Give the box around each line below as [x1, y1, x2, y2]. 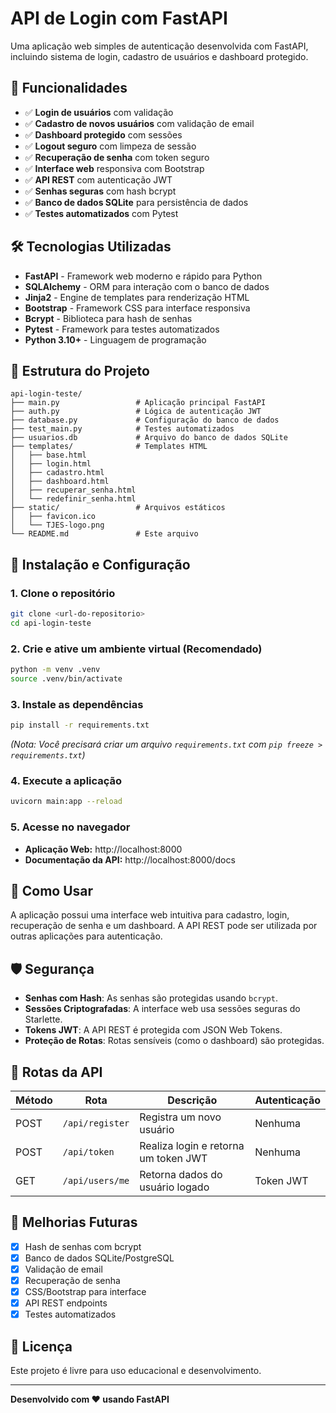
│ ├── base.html [10, 450, 87, 461]
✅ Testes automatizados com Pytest [24, 207, 179, 219]
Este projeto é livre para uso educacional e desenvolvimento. [10, 1365, 262, 1376]
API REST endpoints [24, 1297, 108, 1309]
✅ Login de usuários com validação [24, 106, 174, 118]
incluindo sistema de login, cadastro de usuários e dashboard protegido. [10, 50, 309, 62]
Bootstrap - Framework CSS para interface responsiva [24, 302, 251, 314]
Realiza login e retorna [139, 1138, 245, 1152]
